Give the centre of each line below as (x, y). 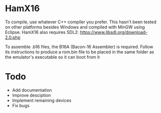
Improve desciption (31, 95)
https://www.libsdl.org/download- (114, 32)
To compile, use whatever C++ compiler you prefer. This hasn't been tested (81, 22)
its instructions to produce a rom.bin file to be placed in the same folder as (80, 52)
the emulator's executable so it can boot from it (53, 57)
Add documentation (32, 90)
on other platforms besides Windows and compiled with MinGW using (75, 27)
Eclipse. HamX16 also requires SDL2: (42, 32)
